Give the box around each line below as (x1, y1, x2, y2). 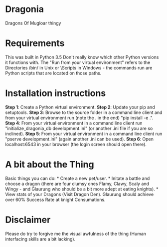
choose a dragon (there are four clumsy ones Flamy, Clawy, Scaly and (5, 180, 150, 186)
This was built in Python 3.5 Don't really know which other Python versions (5, 54, 159, 60)
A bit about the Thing (5, 159, 94, 170)
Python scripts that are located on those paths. (5, 70, 102, 76)
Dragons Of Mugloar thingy (5, 20, 61, 26)
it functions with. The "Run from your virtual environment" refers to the (5, 59, 151, 65)
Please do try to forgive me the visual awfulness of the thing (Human (5, 230, 146, 236)
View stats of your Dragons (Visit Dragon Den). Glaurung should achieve (5, 191, 154, 197)
